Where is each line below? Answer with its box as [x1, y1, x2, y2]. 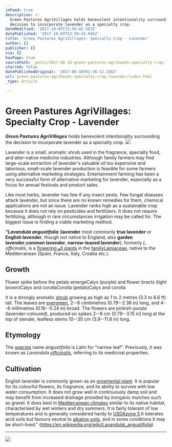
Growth [5, 265, 30, 274]
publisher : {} [5, 46, 36, 51]
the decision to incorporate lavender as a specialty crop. [5, 139, 124, 145]
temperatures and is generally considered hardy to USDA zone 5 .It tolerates [5, 411, 164, 417]
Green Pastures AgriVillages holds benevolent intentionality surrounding [5, 133, 160, 139]
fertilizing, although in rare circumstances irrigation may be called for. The [5, 213, 161, 219]
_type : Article [5, 79, 38, 84]
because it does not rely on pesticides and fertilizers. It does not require [5, 208, 157, 214]
